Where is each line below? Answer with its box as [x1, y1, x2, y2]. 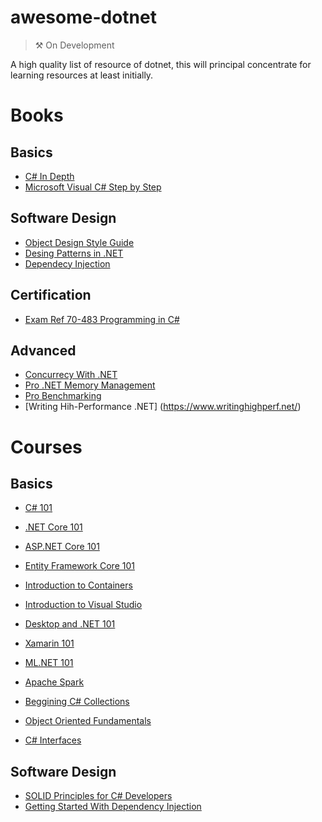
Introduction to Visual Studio [24, 599, 143, 611]
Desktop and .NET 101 [24, 618, 116, 630]
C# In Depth [24, 170, 75, 182]
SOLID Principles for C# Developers [24, 790, 173, 802]
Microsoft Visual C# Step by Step [24, 181, 162, 193]
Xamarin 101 [24, 637, 75, 650]
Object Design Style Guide [24, 236, 135, 248]
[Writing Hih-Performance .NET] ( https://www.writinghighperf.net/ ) [24, 401, 302, 413]
